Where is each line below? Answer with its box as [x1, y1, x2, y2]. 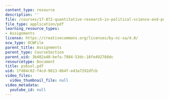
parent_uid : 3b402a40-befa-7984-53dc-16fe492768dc [5, 54, 114, 60]
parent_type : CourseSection [5, 49, 64, 55]
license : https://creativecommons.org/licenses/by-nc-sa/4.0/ [5, 36, 138, 41]
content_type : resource [5, 7, 55, 13]
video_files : [5, 73, 33, 78]
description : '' [5, 12, 39, 17]
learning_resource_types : [5, 26, 59, 31]
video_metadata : [5, 82, 39, 87]
